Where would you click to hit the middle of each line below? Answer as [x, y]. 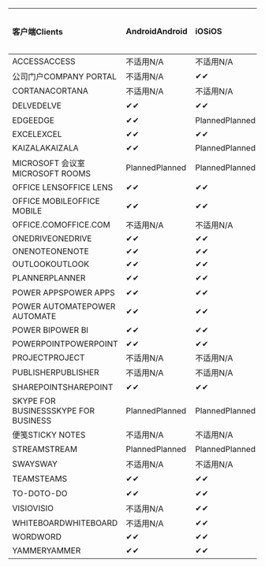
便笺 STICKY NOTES [49, 435]
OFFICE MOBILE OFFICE [56, 201]
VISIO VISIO [33, 508]
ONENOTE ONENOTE [50, 251]
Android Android [157, 31]
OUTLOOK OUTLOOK [51, 264]
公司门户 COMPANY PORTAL [64, 76]
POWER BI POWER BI [50, 330]
